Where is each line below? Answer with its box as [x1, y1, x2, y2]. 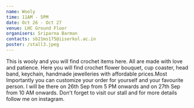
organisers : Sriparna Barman [6, 31, 78, 37]
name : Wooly [6, 8, 35, 15]
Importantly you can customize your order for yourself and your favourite [6, 76, 184, 83]
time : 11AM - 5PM [6, 14, 49, 20]
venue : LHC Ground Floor [6, 25, 67, 31]
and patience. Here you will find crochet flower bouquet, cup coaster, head [6, 64, 189, 71]
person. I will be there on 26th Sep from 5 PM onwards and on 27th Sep [6, 83, 181, 90]
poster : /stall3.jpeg [6, 42, 60, 48]
